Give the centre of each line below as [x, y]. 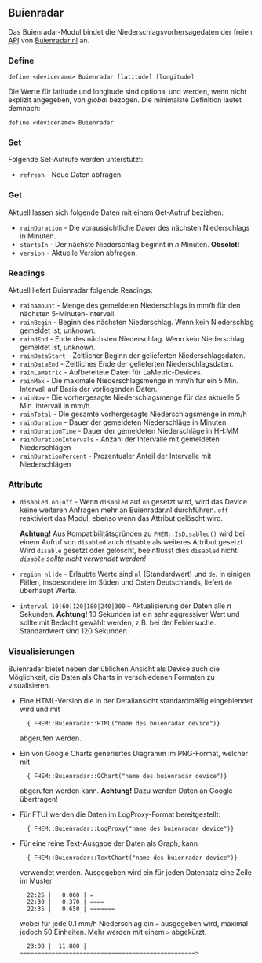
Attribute [25, 485]
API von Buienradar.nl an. [49, 40]
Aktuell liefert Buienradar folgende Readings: [80, 290]
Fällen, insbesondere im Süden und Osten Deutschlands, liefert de [126, 582]
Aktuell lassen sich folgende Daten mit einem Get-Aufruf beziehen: [116, 212]
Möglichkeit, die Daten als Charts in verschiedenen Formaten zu [111, 677]
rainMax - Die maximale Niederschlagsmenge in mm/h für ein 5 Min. [129, 380]
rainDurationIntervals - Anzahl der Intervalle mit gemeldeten [119, 439]
